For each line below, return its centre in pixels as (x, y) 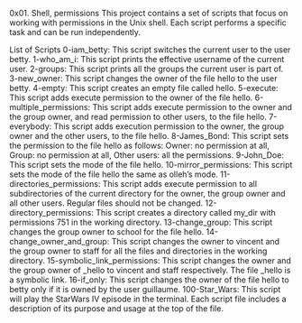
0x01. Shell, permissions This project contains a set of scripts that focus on (149, 13)
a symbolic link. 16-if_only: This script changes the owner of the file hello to (150, 280)
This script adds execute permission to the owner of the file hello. (131, 97)
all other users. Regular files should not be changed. (106, 203)
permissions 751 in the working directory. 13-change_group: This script (141, 222)
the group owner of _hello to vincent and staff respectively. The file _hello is (150, 270)
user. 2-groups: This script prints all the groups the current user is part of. (146, 69)
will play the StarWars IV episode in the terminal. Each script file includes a (148, 299)
